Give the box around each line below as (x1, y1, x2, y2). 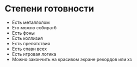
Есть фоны (11, 30, 35, 36)
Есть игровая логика (11, 51, 56, 57)
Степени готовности (4, 3, 94, 14)
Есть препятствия (11, 40, 50, 46)
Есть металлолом (11, 19, 50, 25)
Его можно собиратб (11, 24, 57, 30)
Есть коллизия (11, 35, 43, 41)
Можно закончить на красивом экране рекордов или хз (11, 56, 132, 62)
